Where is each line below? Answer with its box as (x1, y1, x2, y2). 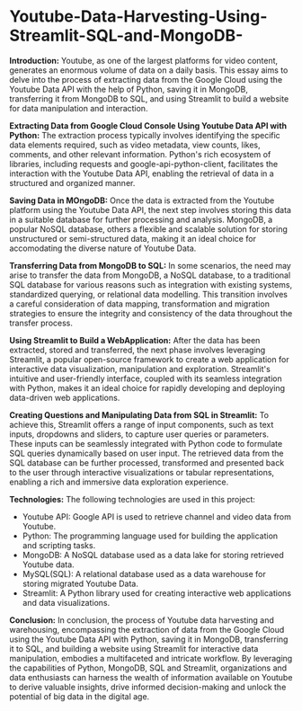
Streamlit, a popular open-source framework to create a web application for (9, 353, 289, 365)
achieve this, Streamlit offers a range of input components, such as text (9, 419, 274, 430)
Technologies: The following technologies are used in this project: (9, 493, 256, 504)
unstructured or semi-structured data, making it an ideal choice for (9, 233, 256, 244)
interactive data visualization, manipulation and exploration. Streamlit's (9, 363, 271, 374)
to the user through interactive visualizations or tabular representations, (9, 467, 275, 477)
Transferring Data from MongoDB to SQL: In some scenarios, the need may (9, 260, 292, 271)
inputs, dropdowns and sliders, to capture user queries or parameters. (9, 429, 270, 440)
